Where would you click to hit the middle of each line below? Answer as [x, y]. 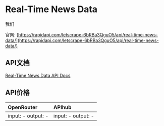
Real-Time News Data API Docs [38, 75]
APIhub [62, 107]
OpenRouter [23, 107]
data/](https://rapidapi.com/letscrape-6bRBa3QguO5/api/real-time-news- [82, 40]
